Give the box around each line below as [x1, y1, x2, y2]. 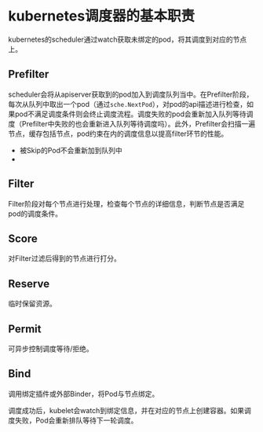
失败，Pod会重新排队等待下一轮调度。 [14, 416, 138, 425]
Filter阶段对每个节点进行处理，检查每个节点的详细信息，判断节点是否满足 [8, 199, 245, 208]
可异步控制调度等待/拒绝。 [8, 344, 94, 353]
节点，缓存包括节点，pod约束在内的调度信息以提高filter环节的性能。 [8, 129, 228, 138]
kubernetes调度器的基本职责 [8, 7, 195, 25]
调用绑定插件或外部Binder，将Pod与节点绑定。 [8, 389, 159, 398]
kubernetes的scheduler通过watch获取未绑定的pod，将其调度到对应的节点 [8, 35, 247, 44]
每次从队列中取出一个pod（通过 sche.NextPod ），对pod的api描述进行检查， [8, 99, 247, 108]
